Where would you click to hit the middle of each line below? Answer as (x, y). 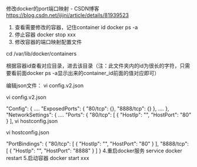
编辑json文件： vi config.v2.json (45, 86)
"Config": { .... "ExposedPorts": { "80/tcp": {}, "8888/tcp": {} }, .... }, (88, 108)
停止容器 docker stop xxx (45, 35)
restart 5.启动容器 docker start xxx (48, 158)
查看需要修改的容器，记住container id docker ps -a (76, 27)
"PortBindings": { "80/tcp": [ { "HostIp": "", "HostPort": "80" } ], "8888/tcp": (98, 144)
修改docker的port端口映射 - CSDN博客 (53, 8)
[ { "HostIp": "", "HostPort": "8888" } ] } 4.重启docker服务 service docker (94, 151)
